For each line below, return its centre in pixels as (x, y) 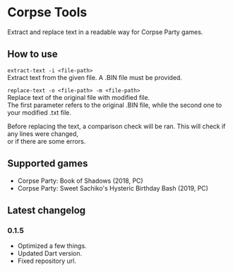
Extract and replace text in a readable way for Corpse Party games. (105, 32)
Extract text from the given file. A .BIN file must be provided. (95, 77)
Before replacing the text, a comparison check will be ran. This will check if (116, 126)
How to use (32, 54)
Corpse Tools (47, 12)
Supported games (48, 164)
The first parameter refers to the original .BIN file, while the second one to (115, 105)
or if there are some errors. (47, 141)
